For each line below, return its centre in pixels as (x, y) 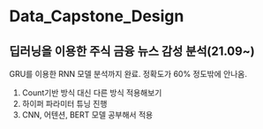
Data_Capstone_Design (97, 16)
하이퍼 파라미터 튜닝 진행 (64, 104)
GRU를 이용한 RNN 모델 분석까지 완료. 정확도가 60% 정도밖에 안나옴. (128, 74)
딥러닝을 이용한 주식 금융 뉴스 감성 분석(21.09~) (132, 51)
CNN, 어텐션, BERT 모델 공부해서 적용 (87, 115)
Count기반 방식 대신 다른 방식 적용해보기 (92, 93)
